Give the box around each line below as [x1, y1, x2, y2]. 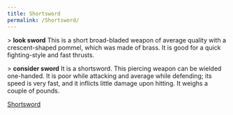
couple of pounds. [7, 86, 60, 95]
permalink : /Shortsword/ [7, 17, 80, 24]
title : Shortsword [7, 10, 61, 17]
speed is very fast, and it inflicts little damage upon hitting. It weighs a [7, 79, 208, 87]
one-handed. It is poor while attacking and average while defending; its [7, 71, 212, 80]
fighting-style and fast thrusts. [7, 50, 95, 59]
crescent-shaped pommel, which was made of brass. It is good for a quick [7, 43, 221, 52]
